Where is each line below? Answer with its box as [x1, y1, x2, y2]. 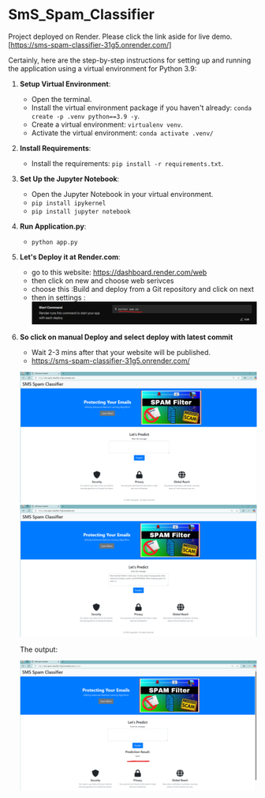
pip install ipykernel [31, 199, 106, 207]
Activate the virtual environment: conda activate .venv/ [31, 128, 214, 138]
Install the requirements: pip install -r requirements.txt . [31, 158, 224, 168]
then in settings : [31, 293, 86, 302]
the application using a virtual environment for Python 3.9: [8, 63, 197, 73]
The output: [19, 645, 58, 654]
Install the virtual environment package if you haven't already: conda [31, 103, 252, 112]
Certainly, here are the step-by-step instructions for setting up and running [8, 55, 252, 65]
